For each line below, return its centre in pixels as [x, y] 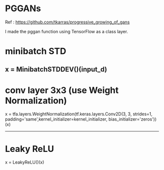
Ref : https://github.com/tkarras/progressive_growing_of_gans [68, 22]
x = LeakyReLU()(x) [25, 162]
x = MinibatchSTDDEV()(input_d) [56, 69]
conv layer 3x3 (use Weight [62, 90]
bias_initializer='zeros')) [133, 119]
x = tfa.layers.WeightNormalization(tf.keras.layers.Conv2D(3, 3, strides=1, [79, 114]
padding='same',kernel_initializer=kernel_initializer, [56, 119]
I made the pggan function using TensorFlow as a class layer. [67, 31]
